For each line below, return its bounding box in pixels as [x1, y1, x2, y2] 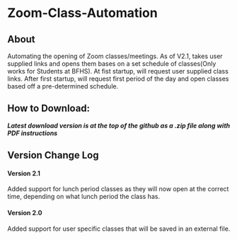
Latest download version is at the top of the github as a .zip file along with [7, 121, 231, 130]
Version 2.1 [7, 168, 41, 178]
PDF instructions [7, 129, 58, 137]
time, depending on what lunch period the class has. [7, 193, 161, 201]
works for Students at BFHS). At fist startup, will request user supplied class [7, 67, 229, 75]
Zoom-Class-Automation [7, 5, 158, 21]
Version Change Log [7, 149, 99, 161]
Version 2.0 [7, 209, 42, 217]
